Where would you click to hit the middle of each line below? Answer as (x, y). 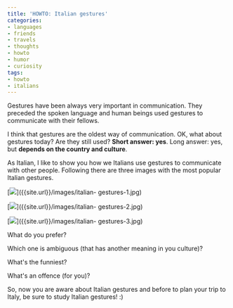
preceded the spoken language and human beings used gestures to (105, 113)
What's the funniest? (37, 262)
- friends (22, 33)
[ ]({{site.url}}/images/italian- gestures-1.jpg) (75, 192)
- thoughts (23, 46)
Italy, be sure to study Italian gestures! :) (66, 297)
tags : (15, 72)
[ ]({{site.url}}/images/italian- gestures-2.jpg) (75, 207)
